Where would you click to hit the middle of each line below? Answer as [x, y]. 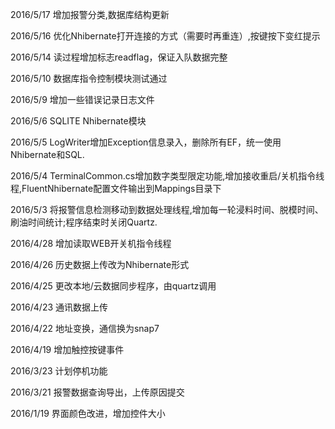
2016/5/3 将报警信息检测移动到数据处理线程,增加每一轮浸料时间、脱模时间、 [167, 209]
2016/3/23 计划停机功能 [59, 371]
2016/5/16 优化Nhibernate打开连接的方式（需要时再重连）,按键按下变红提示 [165, 36]
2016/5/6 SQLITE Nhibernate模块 [78, 121]
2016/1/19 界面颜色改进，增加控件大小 [88, 413]
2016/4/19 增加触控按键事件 [67, 349]
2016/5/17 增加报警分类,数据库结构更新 [90, 14]
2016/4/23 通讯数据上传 [59, 307]
